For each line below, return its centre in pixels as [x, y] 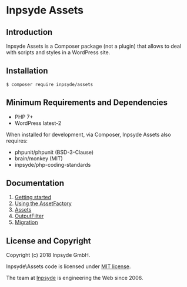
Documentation [35, 183]
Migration [26, 222]
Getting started [33, 197]
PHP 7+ [24, 117]
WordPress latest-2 [38, 123]
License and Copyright [49, 241]
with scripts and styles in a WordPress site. [58, 52]
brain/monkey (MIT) [39, 158]
